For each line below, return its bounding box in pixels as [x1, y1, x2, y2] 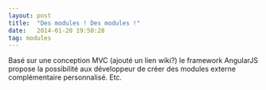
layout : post [8, 11, 52, 20]
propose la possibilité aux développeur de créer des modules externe [8, 65, 237, 74]
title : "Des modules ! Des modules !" [8, 19, 141, 27]
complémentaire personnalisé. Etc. [8, 72, 122, 82]
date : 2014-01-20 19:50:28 [8, 26, 105, 34]
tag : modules [8, 33, 52, 42]
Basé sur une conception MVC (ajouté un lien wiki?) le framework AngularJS [8, 56, 259, 65]
